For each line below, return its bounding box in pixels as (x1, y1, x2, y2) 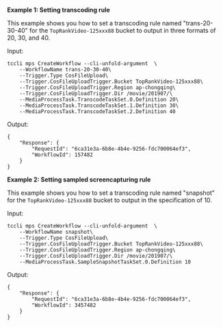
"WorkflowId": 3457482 (31, 302, 96, 308)
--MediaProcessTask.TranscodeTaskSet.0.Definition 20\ (19, 96, 179, 103)
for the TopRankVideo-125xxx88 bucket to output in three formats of (29, 27, 217, 34)
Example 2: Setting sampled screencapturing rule (7, 175, 151, 184)
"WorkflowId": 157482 (31, 152, 94, 158)
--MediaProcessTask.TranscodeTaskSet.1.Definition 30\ (19, 102, 179, 109)
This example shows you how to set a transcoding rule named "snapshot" (7, 189, 215, 197)
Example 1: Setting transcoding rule (7, 6, 111, 14)
